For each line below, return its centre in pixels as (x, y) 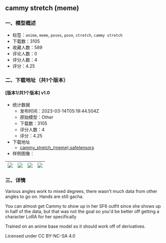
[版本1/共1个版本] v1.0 (28, 93)
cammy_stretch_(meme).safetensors (57, 147)
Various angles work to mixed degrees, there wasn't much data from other (81, 191)
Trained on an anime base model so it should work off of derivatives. (75, 226)
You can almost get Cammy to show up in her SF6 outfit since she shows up (83, 206)
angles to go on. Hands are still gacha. (44, 197)
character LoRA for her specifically (41, 217)
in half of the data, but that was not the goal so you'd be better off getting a (82, 212)
